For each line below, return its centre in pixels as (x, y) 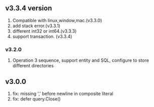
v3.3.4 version (29, 8)
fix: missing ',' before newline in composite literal (63, 93)
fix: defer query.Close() (36, 99)
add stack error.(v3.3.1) (36, 26)
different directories (33, 66)
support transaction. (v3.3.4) (42, 36)
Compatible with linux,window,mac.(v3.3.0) (57, 20)
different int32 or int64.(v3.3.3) (45, 31)
